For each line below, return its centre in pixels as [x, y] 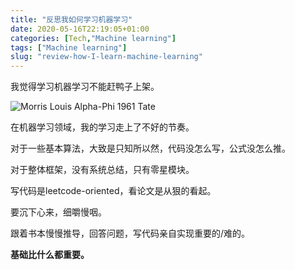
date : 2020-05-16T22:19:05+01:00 [80, 29]
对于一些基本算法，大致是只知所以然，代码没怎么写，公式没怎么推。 [150, 148]
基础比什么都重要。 [50, 255]
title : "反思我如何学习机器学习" [71, 19]
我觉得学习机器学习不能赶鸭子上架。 [85, 87]
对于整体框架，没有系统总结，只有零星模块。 [102, 170]
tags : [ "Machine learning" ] [69, 47]
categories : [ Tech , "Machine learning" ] [93, 38]
